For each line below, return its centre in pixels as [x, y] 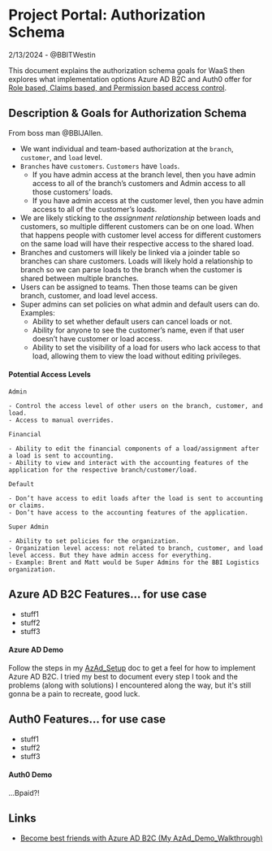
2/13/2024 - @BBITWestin [52, 54]
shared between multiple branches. [80, 278]
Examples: [37, 313]
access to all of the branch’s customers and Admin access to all [139, 183]
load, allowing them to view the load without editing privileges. [137, 356]
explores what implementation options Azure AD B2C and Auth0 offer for [130, 79]
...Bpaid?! [24, 792]
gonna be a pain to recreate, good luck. [74, 693]
